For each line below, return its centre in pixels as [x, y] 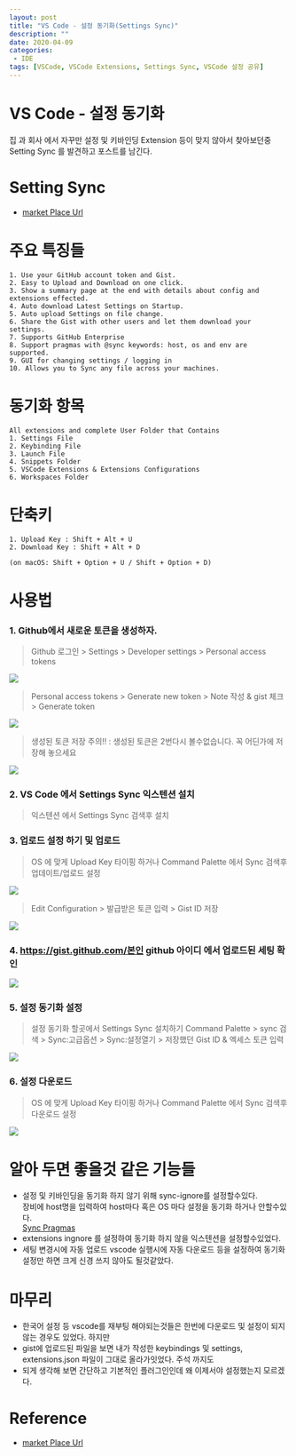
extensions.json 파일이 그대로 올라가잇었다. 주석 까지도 [118, 1359]
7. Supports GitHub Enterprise [67, 337]
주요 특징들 [47, 251]
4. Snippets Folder [45, 461]
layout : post [33, 17]
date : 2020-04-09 [41, 42]
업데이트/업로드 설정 [66, 872]
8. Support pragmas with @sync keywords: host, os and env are [129, 345]
